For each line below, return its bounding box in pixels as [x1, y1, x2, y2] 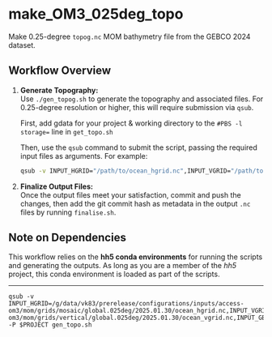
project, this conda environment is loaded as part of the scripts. [8, 269, 220, 279]
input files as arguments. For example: [19, 151, 148, 160]
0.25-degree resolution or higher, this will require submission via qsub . [19, 102, 254, 112]
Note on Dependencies [8, 231, 127, 245]
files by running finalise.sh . [19, 207, 117, 217]
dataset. [8, 40, 36, 49]
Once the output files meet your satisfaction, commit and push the [19, 190, 241, 199]
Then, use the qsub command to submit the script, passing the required [19, 143, 257, 152]
